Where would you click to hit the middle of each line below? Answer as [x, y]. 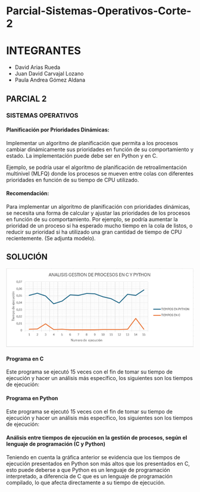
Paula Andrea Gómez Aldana [50, 80]
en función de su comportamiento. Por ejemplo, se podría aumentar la [92, 219]
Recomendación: [28, 193]
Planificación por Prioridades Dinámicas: [58, 130]
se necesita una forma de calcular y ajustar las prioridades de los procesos [98, 213]
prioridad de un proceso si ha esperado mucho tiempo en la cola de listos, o [99, 225]
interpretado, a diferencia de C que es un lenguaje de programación [89, 476]
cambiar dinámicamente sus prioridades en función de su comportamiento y [100, 149]
